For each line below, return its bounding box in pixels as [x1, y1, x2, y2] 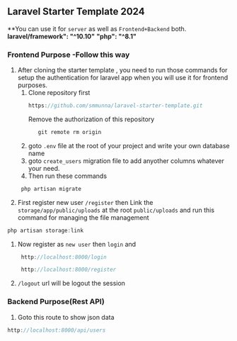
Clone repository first [28, 89, 91, 97]
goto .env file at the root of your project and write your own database [28, 141, 230, 150]
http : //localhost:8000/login [21, 253, 108, 261]
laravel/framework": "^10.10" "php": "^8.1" [7, 32, 137, 40]
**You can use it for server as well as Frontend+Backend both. [7, 24, 187, 33]
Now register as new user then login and [17, 240, 137, 248]
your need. [28, 164, 60, 172]
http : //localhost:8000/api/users [7, 326, 106, 334]
